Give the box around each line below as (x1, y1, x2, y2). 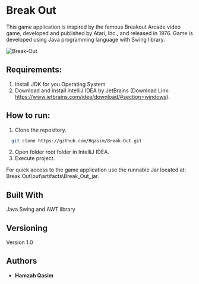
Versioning (6, 223, 48, 233)
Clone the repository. (14, 126, 67, 133)
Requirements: (6, 65, 62, 75)
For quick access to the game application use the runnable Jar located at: (6, 166, 186, 173)
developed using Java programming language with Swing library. (6, 36, 165, 43)
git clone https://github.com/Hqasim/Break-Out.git (11, 138, 143, 143)
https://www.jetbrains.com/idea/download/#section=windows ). (14, 93, 170, 100)
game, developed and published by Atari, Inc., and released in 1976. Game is (6, 29, 193, 36)
